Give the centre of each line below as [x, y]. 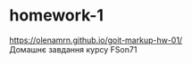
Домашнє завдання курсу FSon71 [73, 49]
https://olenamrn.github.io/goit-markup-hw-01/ [96, 40]
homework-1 [57, 16]
